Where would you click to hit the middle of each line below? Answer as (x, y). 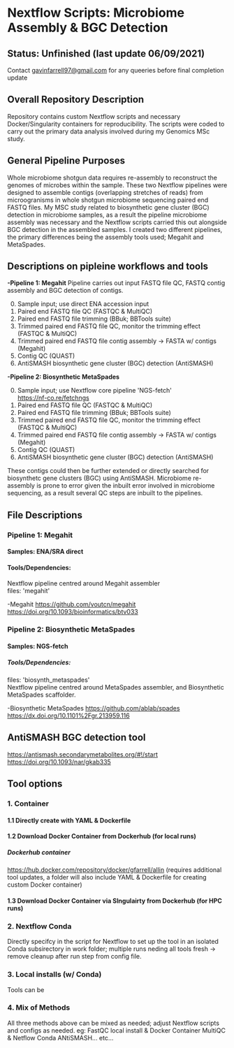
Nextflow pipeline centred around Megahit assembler (84, 583)
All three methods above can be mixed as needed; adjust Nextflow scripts (114, 1023)
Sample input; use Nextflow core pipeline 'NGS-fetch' (95, 391)
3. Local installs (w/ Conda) (54, 975)
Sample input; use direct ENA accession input (83, 304)
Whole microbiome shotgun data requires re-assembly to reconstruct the (112, 177)
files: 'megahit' (29, 590)
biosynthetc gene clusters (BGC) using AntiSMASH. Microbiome (100, 478)
